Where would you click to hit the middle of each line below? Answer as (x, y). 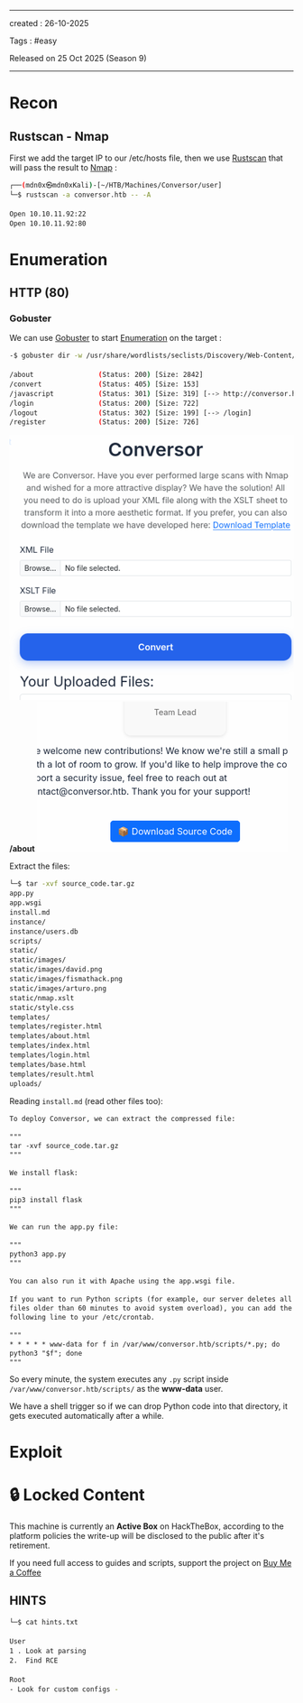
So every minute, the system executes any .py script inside (119, 1379)
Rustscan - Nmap (60, 136)
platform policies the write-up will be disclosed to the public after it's (137, 1535)
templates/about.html (50, 1036)
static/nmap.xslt (42, 998)
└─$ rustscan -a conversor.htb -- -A (80, 195)
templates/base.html (48, 1064)
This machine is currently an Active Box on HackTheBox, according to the (147, 1526)
